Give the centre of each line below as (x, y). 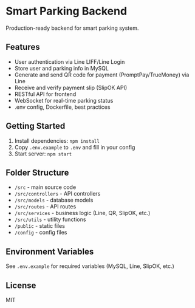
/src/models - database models (54, 200)
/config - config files (41, 233)
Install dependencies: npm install (57, 140)
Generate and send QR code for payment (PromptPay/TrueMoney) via (102, 75)
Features (23, 47)
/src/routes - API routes (45, 207)
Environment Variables (50, 251)
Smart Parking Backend (67, 11)
